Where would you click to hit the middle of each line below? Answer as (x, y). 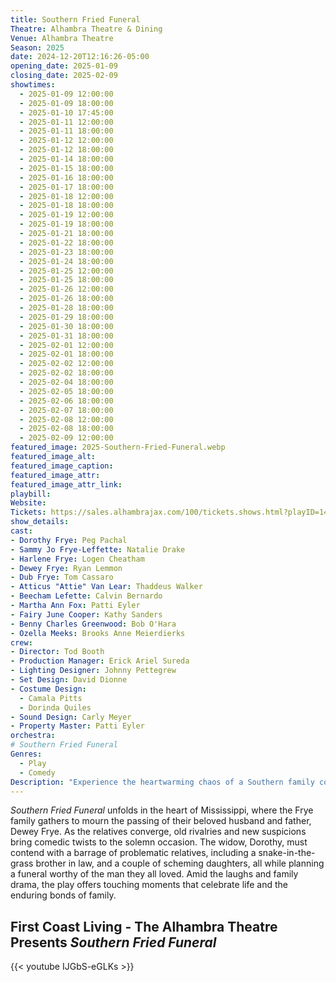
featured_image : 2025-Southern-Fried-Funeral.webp (118, 447)
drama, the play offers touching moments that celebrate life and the (149, 885)
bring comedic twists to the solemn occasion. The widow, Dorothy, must (159, 842)
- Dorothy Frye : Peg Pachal (69, 540)
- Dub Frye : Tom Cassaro (62, 577)
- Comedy (37, 772)
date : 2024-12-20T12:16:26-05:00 (80, 57)
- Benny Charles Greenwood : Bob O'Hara (93, 624)
